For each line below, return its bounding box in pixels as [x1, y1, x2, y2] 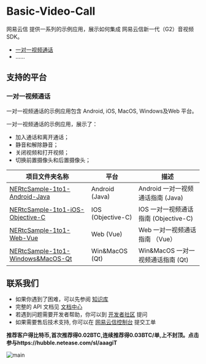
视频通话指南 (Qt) [138, 256, 189, 264]
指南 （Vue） [138, 235, 177, 243]
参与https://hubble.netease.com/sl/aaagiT [6, 339, 118, 347]
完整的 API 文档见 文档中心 [15, 303, 83, 311]
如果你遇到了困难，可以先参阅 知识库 [15, 295, 109, 303]
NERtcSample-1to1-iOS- [9, 205, 85, 214]
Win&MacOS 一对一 [138, 246, 195, 255]
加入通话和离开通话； [15, 133, 69, 140]
